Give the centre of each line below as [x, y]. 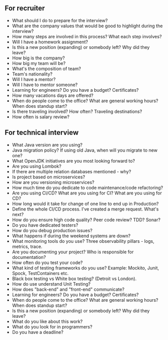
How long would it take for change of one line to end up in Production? [86, 203]
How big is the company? [38, 58]
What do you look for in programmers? [52, 326]
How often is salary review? [41, 117]
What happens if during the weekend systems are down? [71, 236]
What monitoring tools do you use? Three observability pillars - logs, [83, 241]
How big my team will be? [39, 63]
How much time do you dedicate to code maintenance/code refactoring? [88, 187]
